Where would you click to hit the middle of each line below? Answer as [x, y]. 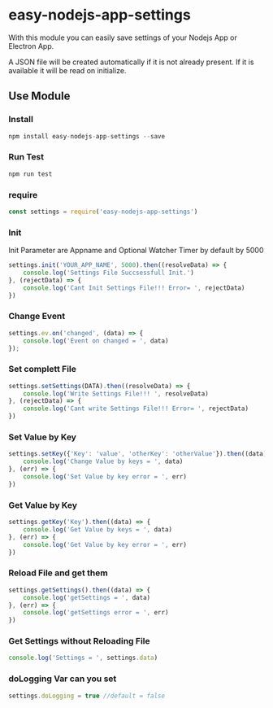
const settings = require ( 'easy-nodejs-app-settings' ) [103, 212]
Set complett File [43, 369]
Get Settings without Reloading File [79, 641]
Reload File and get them [58, 573]
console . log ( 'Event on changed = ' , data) [96, 341]
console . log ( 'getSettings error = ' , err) [96, 613]
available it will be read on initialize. [67, 70]
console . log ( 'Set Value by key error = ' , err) [105, 477]
